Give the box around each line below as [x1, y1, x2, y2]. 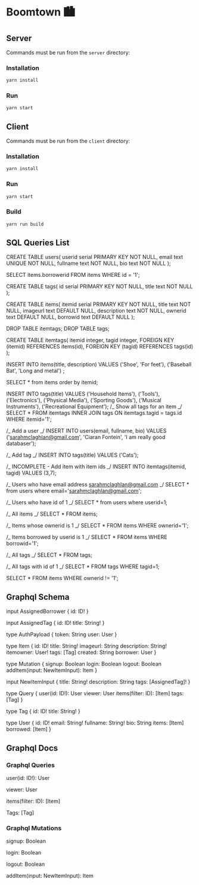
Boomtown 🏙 [6, 5, 76, 19]
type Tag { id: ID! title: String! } [6, 708, 80, 715]
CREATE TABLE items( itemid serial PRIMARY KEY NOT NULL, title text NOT [6, 301, 191, 308]
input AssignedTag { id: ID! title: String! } [6, 619, 105, 627]
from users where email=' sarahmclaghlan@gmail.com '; [6, 488, 142, 495]
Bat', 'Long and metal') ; [6, 367, 65, 374]
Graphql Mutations [6, 824, 62, 832]
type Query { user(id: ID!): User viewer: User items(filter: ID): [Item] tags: [6, 690, 184, 697]
